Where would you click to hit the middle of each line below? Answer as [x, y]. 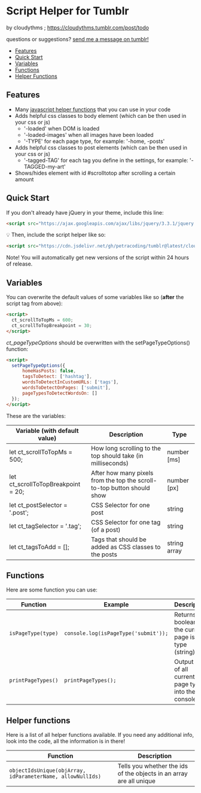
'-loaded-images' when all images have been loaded [89, 135]
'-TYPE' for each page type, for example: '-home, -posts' [94, 141]
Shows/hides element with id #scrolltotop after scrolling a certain [95, 173]
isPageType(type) [34, 633]
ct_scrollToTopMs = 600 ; [42, 320]
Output [184, 662]
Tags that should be [118, 539]
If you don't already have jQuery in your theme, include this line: [85, 212]
